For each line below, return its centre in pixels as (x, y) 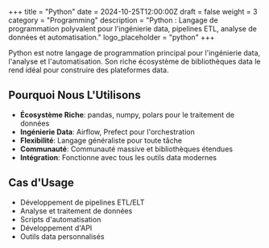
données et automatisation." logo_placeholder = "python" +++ (112, 37)
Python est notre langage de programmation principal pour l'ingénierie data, (134, 53)
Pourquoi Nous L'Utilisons (74, 95)
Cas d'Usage (41, 183)
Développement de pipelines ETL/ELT (82, 202)
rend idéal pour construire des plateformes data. (89, 70)
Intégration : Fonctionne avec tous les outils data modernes (118, 157)
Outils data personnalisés (62, 236)
